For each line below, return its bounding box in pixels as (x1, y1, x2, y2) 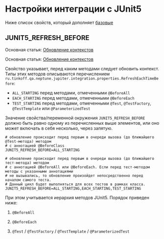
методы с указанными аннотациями (5, 169, 73, 174)
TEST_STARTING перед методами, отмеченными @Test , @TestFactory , (12, 100, 152, 106)
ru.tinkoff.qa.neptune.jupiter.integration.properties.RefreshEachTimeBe (5, 76, 159, 81)
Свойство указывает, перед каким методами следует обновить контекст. (5, 65, 159, 71)
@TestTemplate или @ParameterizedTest (12, 105, 91, 111)
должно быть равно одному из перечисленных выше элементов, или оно (5, 120, 160, 126)
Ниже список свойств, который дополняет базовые (5, 20, 114, 25)
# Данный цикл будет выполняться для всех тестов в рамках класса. (5, 182, 146, 187)
